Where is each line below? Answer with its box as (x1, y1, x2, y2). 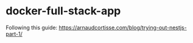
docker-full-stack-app (5, 4, 121, 18)
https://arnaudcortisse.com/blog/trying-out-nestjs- (58, 24, 187, 31)
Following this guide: (5, 24, 58, 31)
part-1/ (5, 30, 23, 37)
